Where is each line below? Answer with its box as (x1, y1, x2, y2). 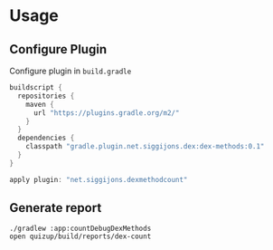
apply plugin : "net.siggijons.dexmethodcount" (9, 175, 188, 184)
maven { (25, 100, 54, 109)
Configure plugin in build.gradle (9, 65, 132, 76)
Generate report (9, 200, 102, 216)
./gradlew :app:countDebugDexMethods (9, 224, 152, 234)
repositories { (17, 91, 75, 101)
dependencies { (17, 133, 75, 143)
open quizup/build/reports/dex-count (9, 232, 152, 241)
